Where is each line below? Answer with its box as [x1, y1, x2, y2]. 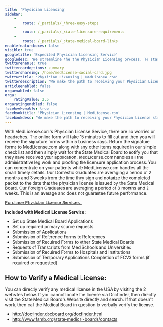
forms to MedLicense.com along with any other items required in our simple [5, 144, 157, 150]
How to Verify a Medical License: [5, 274, 107, 282]
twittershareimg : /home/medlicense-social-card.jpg [5, 70, 112, 75]
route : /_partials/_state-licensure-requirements [22, 30, 125, 34]
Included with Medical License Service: [5, 209, 86, 215]
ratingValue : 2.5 [14, 97, 49, 102]
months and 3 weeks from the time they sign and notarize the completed [5, 175, 150, 181]
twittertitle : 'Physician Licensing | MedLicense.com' [5, 75, 118, 79]
